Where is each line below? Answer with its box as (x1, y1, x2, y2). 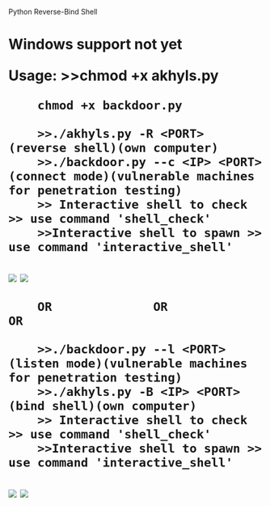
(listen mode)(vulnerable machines (8, 356, 248, 372)
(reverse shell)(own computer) (8, 141, 219, 156)
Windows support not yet (8, 36, 183, 53)
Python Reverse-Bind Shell (8, 7, 98, 16)
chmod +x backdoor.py (37, 98, 183, 113)
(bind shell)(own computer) (8, 398, 197, 414)
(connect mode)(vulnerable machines (8, 169, 255, 185)
